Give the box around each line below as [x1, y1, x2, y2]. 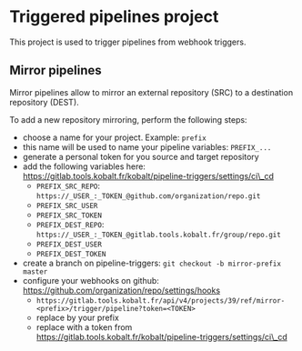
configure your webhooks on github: [22, 275, 159, 286]
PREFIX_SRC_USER [35, 201, 98, 210]
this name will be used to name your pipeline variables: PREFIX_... [22, 141, 272, 152]
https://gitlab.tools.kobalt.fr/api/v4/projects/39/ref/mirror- [35, 296, 286, 306]
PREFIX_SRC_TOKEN [35, 211, 103, 220]
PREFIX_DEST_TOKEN [35, 249, 106, 258]
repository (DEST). [9, 96, 79, 107]
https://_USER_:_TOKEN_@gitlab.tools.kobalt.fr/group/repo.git [35, 230, 282, 239]
